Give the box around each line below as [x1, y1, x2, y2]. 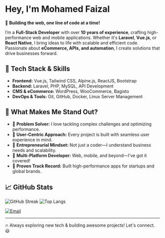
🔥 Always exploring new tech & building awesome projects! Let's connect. [5, 222, 155, 228]
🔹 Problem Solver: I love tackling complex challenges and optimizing [12, 121, 152, 127]
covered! [12, 158, 30, 163]
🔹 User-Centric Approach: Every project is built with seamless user [12, 131, 150, 137]
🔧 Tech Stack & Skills [5, 65, 70, 73]
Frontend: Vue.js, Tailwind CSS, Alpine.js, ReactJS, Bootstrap [12, 78, 137, 83]
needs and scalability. [12, 147, 56, 153]
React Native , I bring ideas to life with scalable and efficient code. [5, 40, 139, 45]
